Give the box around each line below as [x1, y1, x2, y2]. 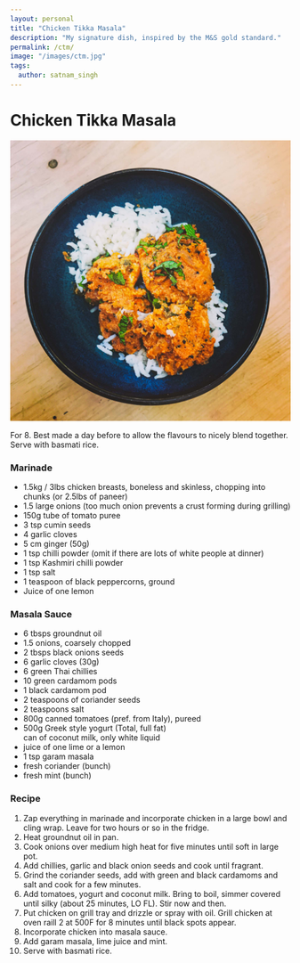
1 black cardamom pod [22, 685, 107, 696]
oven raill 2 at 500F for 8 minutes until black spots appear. [22, 917, 237, 927]
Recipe [10, 793, 41, 805]
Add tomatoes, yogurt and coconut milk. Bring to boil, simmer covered [22, 888, 281, 899]
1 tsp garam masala [22, 751, 94, 762]
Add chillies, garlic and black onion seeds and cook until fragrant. [22, 860, 264, 870]
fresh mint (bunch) [22, 771, 92, 781]
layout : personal [10, 14, 75, 23]
